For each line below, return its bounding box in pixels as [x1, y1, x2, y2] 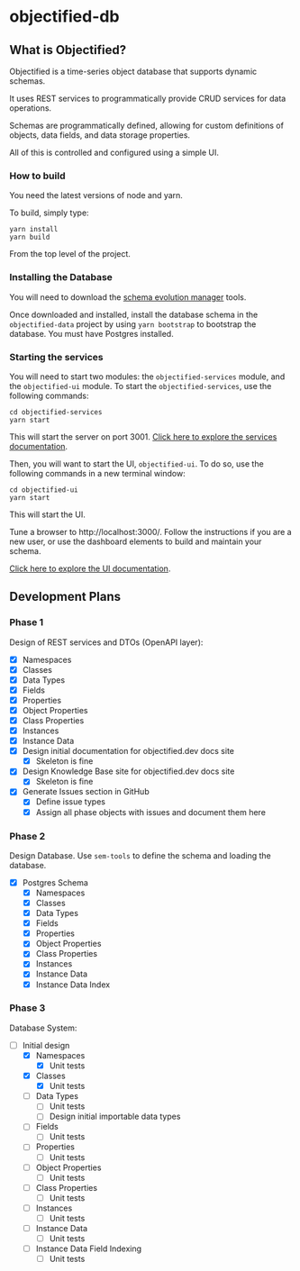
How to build [9, 169, 66, 182]
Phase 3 [9, 1002, 46, 1014]
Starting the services [9, 350, 104, 363]
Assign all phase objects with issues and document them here [35, 806, 266, 817]
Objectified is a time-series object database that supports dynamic [9, 66, 258, 77]
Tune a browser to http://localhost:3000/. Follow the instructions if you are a [9, 526, 292, 537]
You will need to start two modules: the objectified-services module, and [9, 371, 286, 382]
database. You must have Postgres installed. [9, 328, 174, 339]
